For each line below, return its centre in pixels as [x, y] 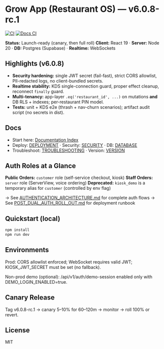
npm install [17, 230]
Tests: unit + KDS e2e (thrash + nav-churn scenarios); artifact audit [81, 107]
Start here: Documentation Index [45, 140]
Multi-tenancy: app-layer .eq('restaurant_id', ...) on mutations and [85, 96]
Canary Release [30, 298]
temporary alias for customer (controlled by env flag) [58, 188]
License [17, 330]
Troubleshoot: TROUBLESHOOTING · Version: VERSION [68, 150]
